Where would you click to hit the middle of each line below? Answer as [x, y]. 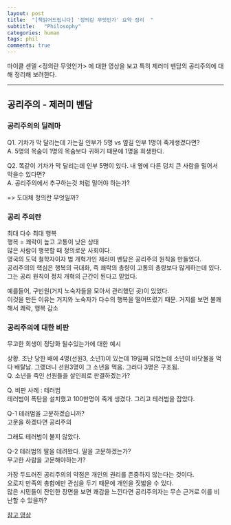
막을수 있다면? [26, 174]
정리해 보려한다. [35, 74]
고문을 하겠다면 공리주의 [40, 422]
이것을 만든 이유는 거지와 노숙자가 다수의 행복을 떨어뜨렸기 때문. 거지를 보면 [108, 299]
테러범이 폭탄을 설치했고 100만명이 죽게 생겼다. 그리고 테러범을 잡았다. [101, 399]
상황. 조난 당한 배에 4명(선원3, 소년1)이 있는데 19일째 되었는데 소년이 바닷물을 [111, 358]
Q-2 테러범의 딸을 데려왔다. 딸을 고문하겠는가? [69, 451]
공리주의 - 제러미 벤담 [50, 105]
